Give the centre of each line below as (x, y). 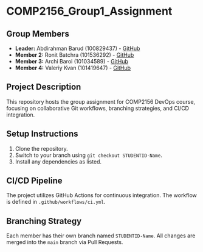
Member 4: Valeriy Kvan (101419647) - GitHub (73, 68)
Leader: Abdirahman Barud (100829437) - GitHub (77, 48)
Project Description (44, 87)
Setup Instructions (42, 134)
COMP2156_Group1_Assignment (89, 11)
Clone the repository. (41, 148)
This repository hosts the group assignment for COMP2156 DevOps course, (101, 101)
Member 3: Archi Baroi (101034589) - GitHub (72, 61)
